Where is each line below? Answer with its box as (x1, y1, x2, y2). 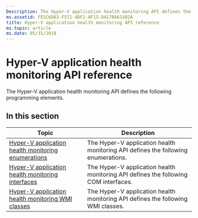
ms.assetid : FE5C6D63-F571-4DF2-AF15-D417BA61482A (6, 14, 133, 20)
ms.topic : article (6, 25, 51, 31)
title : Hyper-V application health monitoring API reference (6, 19, 160, 25)
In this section (6, 111, 60, 121)
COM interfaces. (87, 177, 133, 186)
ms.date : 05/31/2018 (6, 31, 57, 37)
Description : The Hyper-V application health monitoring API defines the (6, 8, 192, 15)
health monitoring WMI (9, 194, 72, 203)
